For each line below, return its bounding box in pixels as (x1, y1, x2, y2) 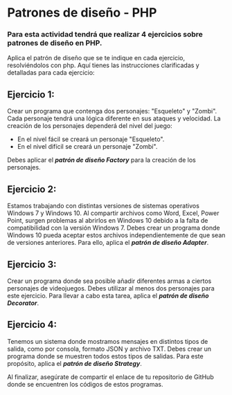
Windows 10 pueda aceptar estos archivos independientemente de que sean (7, 231, 226, 239)
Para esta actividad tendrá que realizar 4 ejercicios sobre (7, 30, 203, 39)
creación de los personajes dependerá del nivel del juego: (7, 122, 173, 130)
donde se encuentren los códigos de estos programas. (7, 380, 163, 388)
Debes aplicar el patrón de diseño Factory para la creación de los (7, 156, 196, 164)
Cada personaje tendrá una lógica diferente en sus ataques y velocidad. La (7, 114, 221, 122)
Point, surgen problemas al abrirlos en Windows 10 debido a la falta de (7, 217, 208, 225)
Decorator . (7, 299, 39, 307)
